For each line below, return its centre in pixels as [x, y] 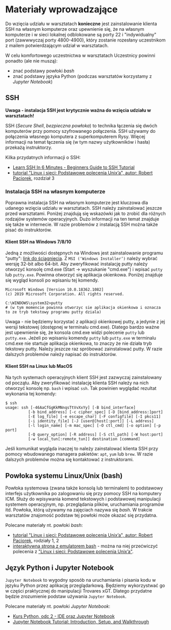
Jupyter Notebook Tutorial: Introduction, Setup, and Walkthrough [81, 622]
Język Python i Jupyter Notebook [60, 568]
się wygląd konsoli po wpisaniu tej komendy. [52, 280]
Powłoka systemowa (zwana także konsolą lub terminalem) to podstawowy [84, 488]
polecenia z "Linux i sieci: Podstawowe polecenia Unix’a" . [73, 552]
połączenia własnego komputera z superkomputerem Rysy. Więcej [75, 136]
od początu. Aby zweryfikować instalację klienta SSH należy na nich [77, 383]
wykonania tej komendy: [31, 394]
